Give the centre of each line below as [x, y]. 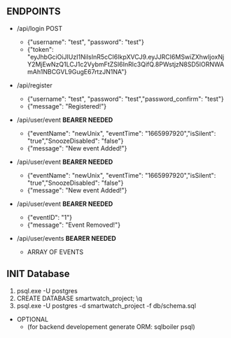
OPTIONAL [33, 319]
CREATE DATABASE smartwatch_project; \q [79, 298]
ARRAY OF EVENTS [55, 252]
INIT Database [38, 274]
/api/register [35, 85]
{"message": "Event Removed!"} [73, 225]
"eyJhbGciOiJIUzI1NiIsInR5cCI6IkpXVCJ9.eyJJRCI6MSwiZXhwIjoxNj [126, 57]
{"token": [40, 49]
